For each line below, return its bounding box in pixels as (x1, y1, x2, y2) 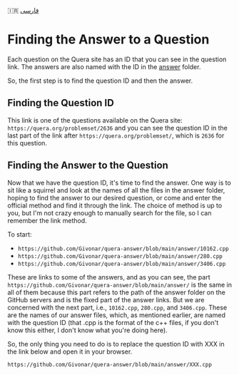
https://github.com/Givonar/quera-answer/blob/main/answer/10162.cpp (17, 245, 230, 252)
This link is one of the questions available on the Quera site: (7, 115, 183, 124)
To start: (7, 230, 32, 238)
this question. (7, 138, 48, 147)
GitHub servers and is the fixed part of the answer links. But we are (7, 295, 205, 304)
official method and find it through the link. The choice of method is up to (7, 201, 223, 210)
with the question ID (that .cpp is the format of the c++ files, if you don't (7, 318, 219, 327)
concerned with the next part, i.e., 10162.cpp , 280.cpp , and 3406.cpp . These (7, 303, 228, 312)
